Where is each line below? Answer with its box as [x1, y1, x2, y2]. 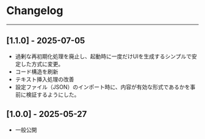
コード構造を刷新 [15, 68, 59, 75]
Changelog [6, 4, 63, 18]
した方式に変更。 [20, 60, 64, 67]
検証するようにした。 [26, 91, 80, 98]
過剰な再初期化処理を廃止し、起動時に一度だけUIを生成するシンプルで [15, 53, 192, 60]
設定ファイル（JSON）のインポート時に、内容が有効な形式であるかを [15, 83, 190, 91]
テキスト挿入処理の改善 [15, 75, 74, 83]
